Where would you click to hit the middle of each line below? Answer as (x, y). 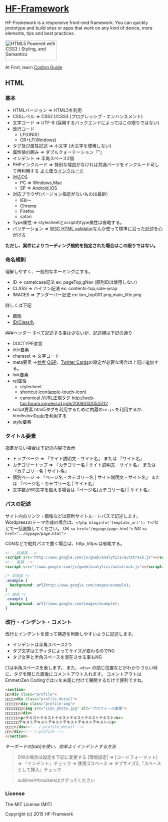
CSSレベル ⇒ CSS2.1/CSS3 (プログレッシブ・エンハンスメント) (78, 116)
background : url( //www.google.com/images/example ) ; (65, 604)
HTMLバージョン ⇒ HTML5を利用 (47, 110)
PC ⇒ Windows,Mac (41, 183)
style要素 (22, 422)
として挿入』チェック (39, 769)
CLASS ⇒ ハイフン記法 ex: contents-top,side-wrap (65, 288)
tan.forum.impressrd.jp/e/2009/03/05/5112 (64, 403)
